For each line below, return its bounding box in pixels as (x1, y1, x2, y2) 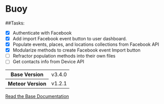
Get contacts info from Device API (12, 59, 85, 65)
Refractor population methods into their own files (12, 53, 116, 59)
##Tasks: (5, 20, 25, 26)
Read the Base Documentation (5, 93, 69, 99)
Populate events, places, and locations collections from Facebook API (12, 41, 159, 47)
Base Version (10, 71, 44, 78)
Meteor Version (8, 80, 47, 87)
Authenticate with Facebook (12, 30, 72, 36)
